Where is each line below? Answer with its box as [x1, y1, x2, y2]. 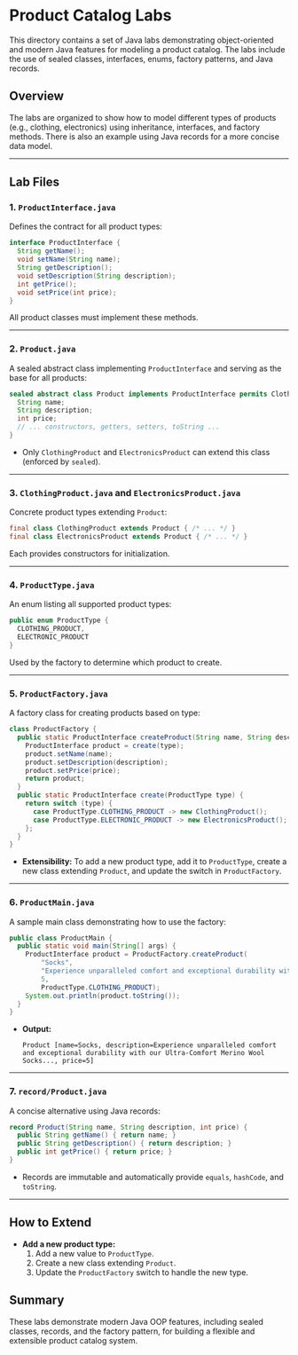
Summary [9, 1293, 65, 1308]
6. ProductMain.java [9, 896, 95, 909]
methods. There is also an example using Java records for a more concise [9, 130, 279, 142]
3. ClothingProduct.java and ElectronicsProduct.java [9, 486, 241, 499]
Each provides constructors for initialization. [9, 548, 170, 559]
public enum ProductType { [9, 616, 109, 626]
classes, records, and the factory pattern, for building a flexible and [9, 1326, 255, 1336]
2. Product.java [9, 343, 76, 355]
